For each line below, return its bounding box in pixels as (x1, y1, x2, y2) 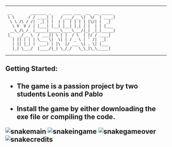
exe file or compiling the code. (16, 112, 116, 121)
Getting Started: (5, 64, 58, 73)
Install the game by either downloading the (16, 104, 156, 113)
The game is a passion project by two (16, 82, 138, 90)
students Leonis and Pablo (16, 90, 103, 99)
